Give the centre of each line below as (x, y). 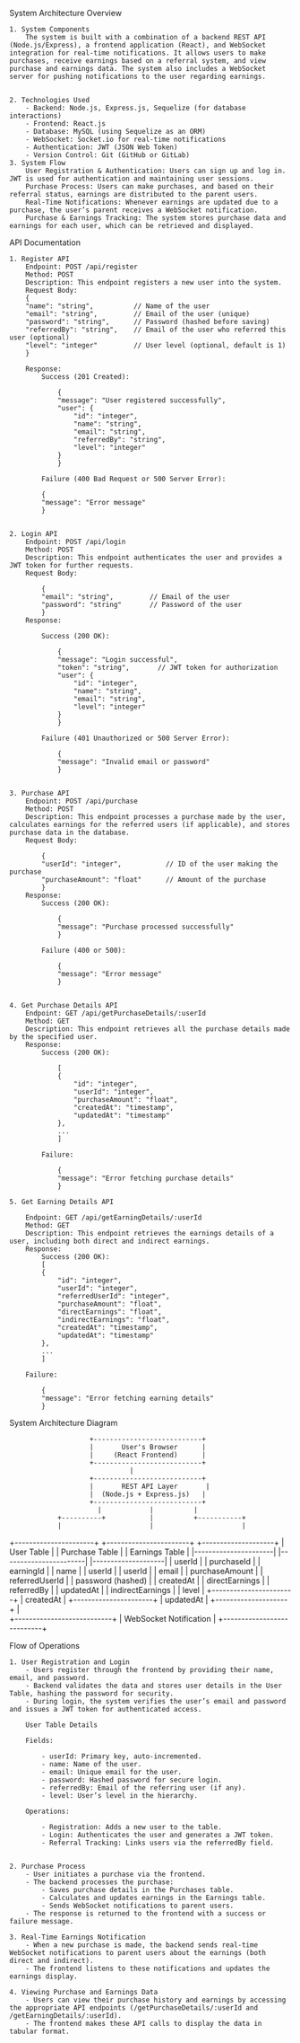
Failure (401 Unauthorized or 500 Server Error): (136, 738)
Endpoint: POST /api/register (82, 267)
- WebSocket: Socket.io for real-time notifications (126, 139)
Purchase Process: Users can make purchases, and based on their (150, 187)
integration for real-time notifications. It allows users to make (138, 53)
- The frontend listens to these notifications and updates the (148, 1968)
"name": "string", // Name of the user (118, 306)
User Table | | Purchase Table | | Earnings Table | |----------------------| (143, 1552)
